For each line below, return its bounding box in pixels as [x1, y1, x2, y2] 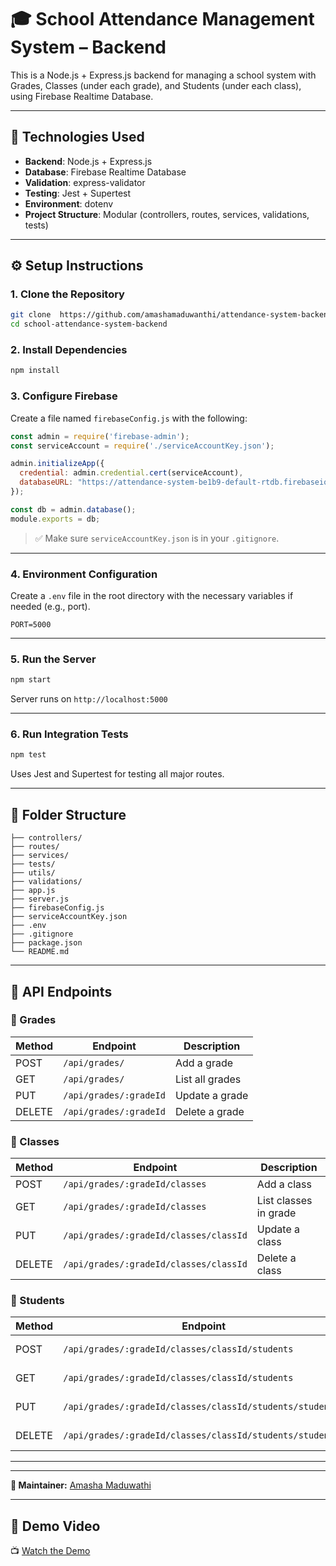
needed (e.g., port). [10, 600, 91, 612]
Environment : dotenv [24, 197, 114, 210]
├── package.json [10, 938, 83, 948]
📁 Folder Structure [10, 806, 127, 823]
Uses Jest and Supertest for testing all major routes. [10, 768, 225, 780]
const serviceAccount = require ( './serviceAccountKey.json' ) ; [10, 441, 275, 451]
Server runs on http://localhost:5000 [10, 693, 168, 705]
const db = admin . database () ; [10, 504, 137, 515]
